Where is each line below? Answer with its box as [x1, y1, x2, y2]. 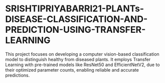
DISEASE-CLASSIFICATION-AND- [5, 13, 148, 25]
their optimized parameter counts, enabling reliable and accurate [5, 67, 139, 73]
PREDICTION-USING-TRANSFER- [5, 24, 146, 35]
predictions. [5, 72, 30, 78]
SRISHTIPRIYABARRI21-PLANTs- [5, 3, 144, 14]
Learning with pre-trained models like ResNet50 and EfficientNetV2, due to [5, 62, 160, 68]
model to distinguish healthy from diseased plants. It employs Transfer [5, 56, 151, 62]
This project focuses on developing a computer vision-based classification [5, 51, 159, 57]
